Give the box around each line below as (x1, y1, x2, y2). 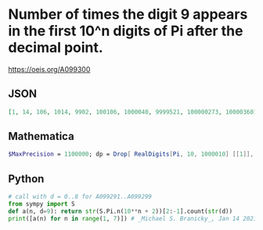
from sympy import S (8, 200, 76, 208)
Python (8, 172, 45, 185)
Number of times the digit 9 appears (8, 5, 248, 23)
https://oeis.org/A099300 (8, 64, 91, 74)
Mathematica (8, 130, 74, 143)
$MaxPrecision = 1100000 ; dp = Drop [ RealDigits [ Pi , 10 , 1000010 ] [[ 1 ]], (8, 150, 254, 158)
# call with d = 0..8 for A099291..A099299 (8, 193, 153, 201)
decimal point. (8, 39, 103, 56)
